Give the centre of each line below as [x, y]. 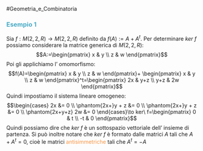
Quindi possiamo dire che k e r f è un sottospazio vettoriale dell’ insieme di [98, 127]
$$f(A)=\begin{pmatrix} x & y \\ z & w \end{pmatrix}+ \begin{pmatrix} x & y [102, 73]
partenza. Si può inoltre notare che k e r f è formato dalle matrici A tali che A [100, 134]
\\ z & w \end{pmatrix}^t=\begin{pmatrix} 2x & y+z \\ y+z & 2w [102, 80]
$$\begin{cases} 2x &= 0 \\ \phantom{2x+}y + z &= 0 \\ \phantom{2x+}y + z [102, 105]
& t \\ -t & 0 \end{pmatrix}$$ [102, 118]
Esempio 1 [22, 24]
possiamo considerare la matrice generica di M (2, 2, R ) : [75, 45]
